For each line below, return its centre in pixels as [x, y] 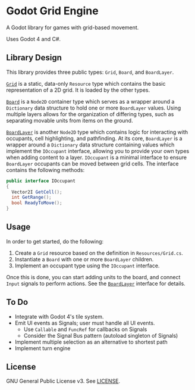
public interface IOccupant [41, 181]
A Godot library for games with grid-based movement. [73, 27]
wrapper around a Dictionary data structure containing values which [90, 145]
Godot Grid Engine [53, 11]
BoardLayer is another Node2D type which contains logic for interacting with [97, 132]
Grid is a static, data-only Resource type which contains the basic [86, 83]
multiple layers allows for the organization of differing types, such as [90, 114]
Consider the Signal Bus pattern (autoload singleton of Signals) [101, 335]
